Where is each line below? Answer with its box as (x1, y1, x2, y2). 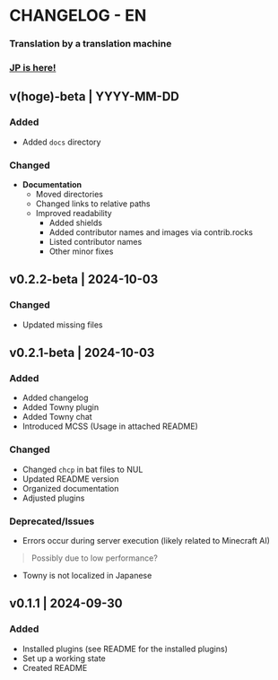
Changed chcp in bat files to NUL (22, 464, 143, 475)
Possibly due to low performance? (30, 553, 159, 563)
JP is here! (9, 62, 56, 74)
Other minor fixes (48, 246, 114, 257)
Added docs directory (22, 136, 101, 147)
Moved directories (35, 189, 103, 200)
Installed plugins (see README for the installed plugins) (22, 643, 229, 654)
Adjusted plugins (22, 493, 85, 503)
